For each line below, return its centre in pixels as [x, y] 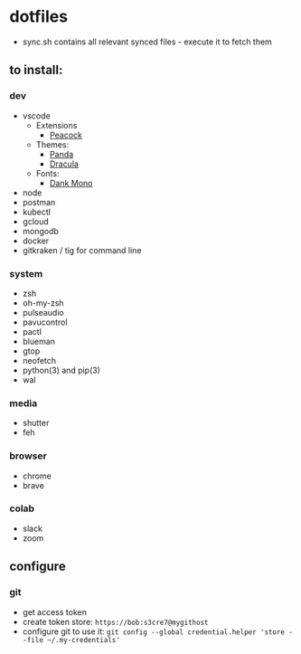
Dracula [64, 164]
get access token [55, 611]
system [26, 273]
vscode [37, 116]
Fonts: [47, 173]
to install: [36, 70]
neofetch [39, 360]
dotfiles [39, 17]
